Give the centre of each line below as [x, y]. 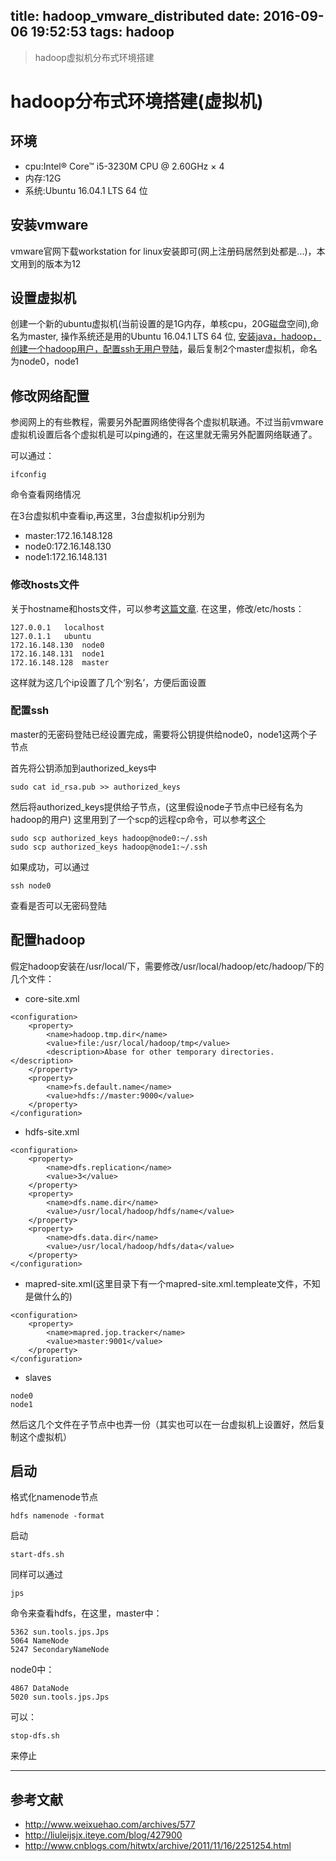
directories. [247, 1052]
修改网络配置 [50, 395]
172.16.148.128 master [60, 662]
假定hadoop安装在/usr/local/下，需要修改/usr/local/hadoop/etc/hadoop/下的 [167, 966]
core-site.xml [52, 998]
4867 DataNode [40, 1689]
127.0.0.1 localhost [57, 627]
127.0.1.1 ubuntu [51, 636]
